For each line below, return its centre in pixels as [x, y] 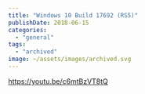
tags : [17, 45]
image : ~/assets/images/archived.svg [70, 60]
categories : [27, 30]
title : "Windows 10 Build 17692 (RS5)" [73, 15]
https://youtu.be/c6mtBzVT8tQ [58, 81]
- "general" [35, 37]
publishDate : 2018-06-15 [49, 23]
